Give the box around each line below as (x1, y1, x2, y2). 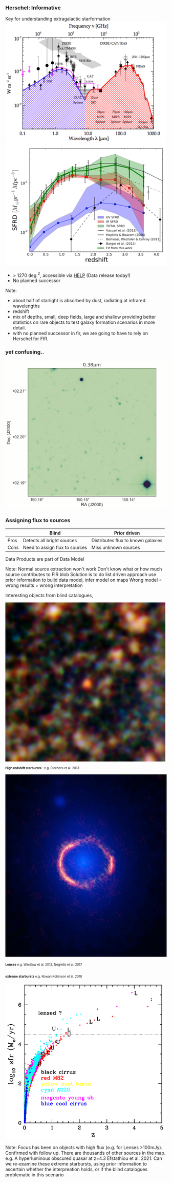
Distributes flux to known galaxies (91, 538, 163, 544)
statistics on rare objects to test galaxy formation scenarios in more (12, 319, 155, 325)
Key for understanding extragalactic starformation (5, 16, 111, 22)
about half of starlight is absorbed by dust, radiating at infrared (12, 298, 146, 304)
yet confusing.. (5, 348, 45, 356)
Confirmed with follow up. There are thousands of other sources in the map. (5, 1150, 166, 1156)
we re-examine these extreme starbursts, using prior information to (5, 1160, 147, 1167)
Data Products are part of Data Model (5, 556, 84, 562)
